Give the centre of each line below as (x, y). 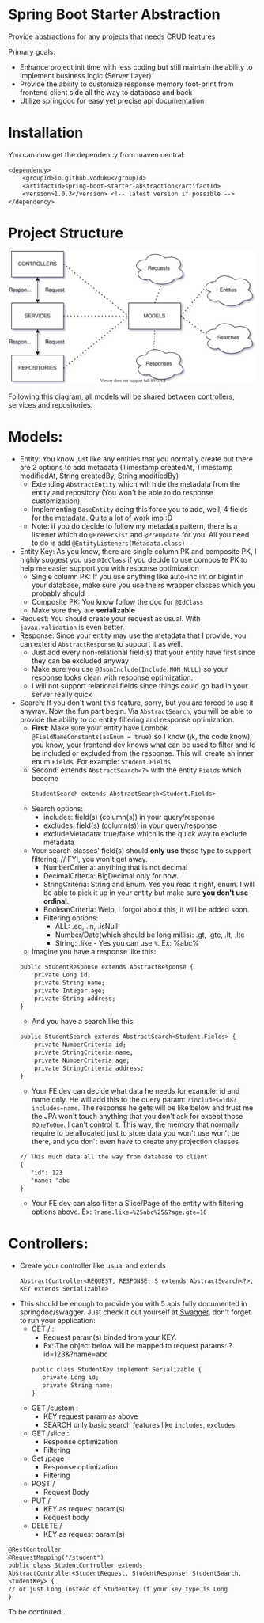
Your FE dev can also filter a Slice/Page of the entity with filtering (137, 1203)
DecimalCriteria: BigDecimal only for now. (111, 875)
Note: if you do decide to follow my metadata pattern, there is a (134, 526)
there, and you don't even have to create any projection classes (135, 1141)
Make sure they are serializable (83, 610)
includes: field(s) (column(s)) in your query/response (129, 817)
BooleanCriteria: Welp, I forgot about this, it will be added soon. (146, 909)
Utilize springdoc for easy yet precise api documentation (112, 100)
